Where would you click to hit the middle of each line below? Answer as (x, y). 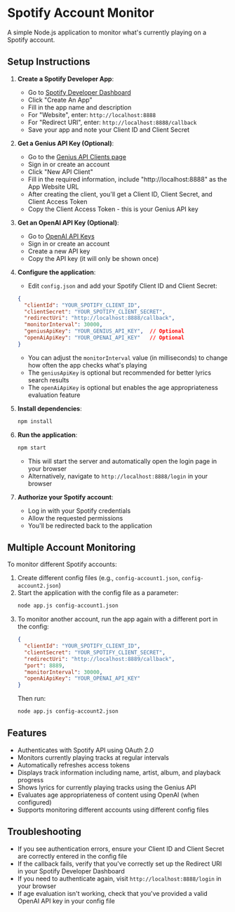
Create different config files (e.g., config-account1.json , (99, 578)
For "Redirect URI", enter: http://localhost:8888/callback (112, 122)
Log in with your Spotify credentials (79, 511)
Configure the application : (56, 272)
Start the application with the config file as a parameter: (98, 593)
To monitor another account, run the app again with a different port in (117, 619)
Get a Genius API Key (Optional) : (66, 143)
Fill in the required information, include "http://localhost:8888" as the (127, 179)
